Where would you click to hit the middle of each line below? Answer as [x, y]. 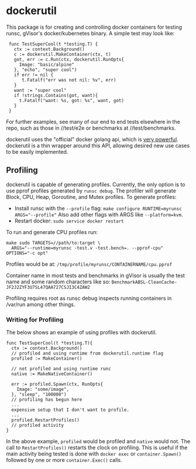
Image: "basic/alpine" [47, 65]
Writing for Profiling [35, 319]
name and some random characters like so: [58, 281]
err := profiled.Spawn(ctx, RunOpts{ [57, 384]
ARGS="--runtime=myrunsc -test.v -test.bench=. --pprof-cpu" [87, 248]
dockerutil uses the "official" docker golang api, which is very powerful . [92, 139]
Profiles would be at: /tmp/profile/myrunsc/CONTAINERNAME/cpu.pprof [89, 264]
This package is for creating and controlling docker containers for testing [94, 27]
